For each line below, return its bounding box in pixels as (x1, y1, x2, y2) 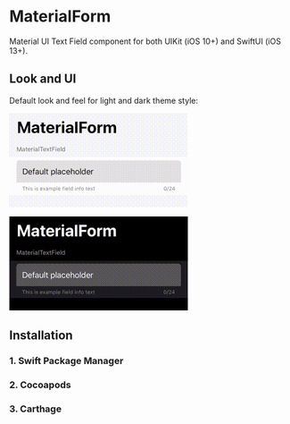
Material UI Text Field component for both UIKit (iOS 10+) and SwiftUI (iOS (9, 36, 281, 47)
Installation (9, 328, 73, 343)
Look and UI (9, 72, 77, 87)
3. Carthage (9, 403, 62, 415)
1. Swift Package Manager (9, 355, 124, 368)
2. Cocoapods (9, 378, 71, 391)
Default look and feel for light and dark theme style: (9, 95, 199, 106)
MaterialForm (9, 6, 112, 27)
